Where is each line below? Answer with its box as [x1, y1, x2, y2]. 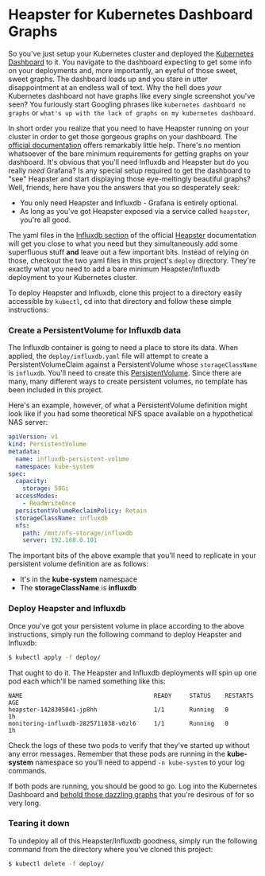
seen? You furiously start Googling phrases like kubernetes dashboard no [8, 99, 246, 109]
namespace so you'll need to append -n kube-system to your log [35, 757, 245, 767]
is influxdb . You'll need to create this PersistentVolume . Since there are [8, 368, 242, 378]
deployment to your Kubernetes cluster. [8, 272, 138, 282]
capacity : [15, 477, 48, 485]
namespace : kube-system [15, 462, 94, 470]
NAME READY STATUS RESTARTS [8, 691, 254, 699]
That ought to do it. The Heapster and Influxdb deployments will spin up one [8, 668, 257, 677]
